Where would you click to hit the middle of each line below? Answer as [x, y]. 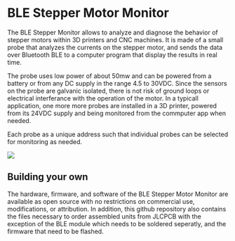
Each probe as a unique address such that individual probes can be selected [118, 134]
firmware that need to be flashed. [55, 231]
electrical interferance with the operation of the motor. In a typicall [103, 98]
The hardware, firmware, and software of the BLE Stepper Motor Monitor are [118, 194]
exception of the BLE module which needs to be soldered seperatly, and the [117, 223]
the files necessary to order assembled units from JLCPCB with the [104, 216]
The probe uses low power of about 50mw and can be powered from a [109, 76]
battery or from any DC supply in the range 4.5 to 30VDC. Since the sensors [117, 83]
